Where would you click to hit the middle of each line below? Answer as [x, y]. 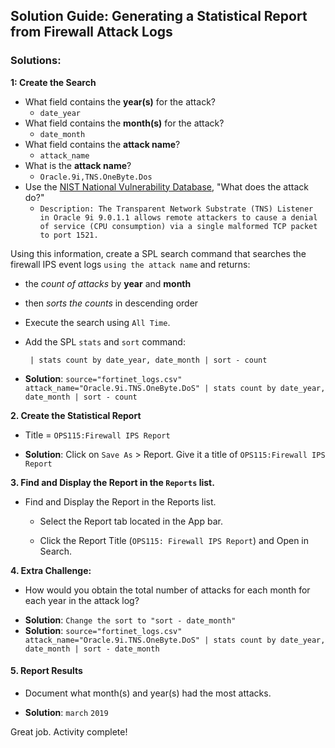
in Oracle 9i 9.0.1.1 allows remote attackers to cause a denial [178, 217]
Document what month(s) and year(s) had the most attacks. [148, 693]
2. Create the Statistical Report [76, 415]
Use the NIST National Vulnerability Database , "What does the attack [166, 186]
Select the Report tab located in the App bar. [131, 521]
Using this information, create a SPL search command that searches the [158, 253]
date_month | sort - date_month [92, 649]
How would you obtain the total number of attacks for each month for [167, 590]
